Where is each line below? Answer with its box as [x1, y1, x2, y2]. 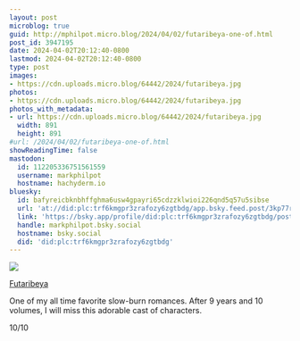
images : [9, 71, 38, 80]
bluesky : [9, 187, 42, 196]
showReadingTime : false [9, 146, 98, 154]
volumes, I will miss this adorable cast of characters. [9, 305, 203, 316]
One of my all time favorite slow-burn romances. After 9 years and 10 [9, 295, 263, 306]
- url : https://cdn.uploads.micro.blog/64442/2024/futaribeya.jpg [9, 112, 262, 121]
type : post [9, 63, 50, 72]
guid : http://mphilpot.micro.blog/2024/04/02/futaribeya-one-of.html [9, 29, 274, 38]
